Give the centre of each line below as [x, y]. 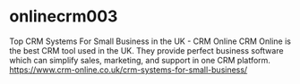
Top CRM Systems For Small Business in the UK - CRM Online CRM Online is [150, 41]
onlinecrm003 [64, 17]
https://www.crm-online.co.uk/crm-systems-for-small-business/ [129, 70]
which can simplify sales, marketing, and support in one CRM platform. [140, 60]
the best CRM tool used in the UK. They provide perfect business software [146, 50]
